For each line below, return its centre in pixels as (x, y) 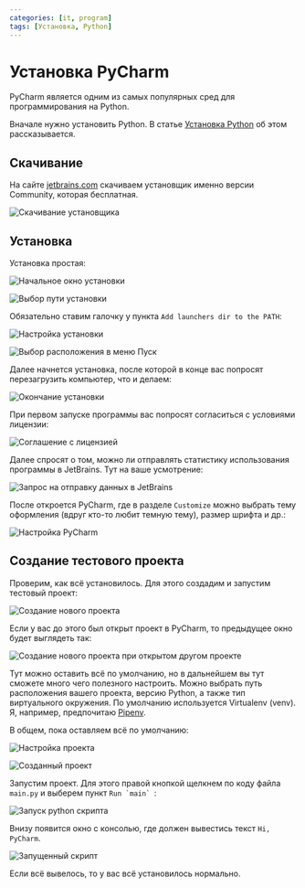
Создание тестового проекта (97, 561)
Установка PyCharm (89, 72)
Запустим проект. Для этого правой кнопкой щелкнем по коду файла (145, 783)
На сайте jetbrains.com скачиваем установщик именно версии (132, 185)
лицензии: (29, 424)
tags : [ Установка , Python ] (61, 27)
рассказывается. (42, 134)
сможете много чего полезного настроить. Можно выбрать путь (136, 683)
